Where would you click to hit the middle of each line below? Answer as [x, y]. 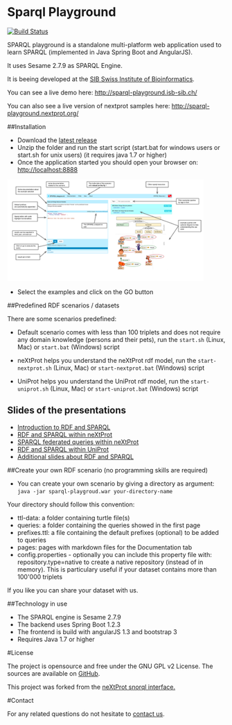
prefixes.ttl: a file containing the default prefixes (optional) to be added [118, 532]
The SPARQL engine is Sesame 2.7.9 [69, 617]
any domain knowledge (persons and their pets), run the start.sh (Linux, [121, 339]
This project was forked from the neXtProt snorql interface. [91, 687]
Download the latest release [57, 140]
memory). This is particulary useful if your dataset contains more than [117, 569]
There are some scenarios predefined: [62, 318]
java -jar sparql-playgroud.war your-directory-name [95, 491]
